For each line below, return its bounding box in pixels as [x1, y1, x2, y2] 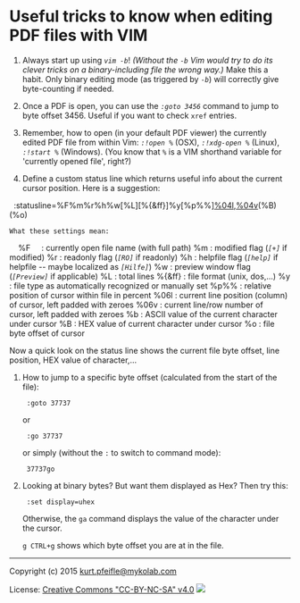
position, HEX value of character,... [9, 355, 137, 365]
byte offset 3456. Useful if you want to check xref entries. [21, 110, 237, 121]
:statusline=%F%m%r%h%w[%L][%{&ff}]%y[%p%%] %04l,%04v [12, 199, 259, 211]
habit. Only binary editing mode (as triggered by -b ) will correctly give [21, 73, 279, 84]
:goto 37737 [26, 398, 71, 407]
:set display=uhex [26, 498, 96, 507]
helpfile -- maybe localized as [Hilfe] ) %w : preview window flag [9, 261, 252, 272]
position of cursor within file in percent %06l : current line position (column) [9, 289, 288, 300]
